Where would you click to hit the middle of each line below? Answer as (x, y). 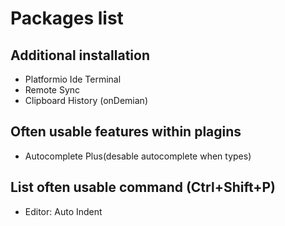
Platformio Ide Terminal (73, 79)
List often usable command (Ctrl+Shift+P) (143, 187)
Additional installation (80, 55)
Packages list (67, 18)
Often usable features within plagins (126, 132)
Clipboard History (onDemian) (86, 100)
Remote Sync (52, 90)
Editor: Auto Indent (63, 211)
